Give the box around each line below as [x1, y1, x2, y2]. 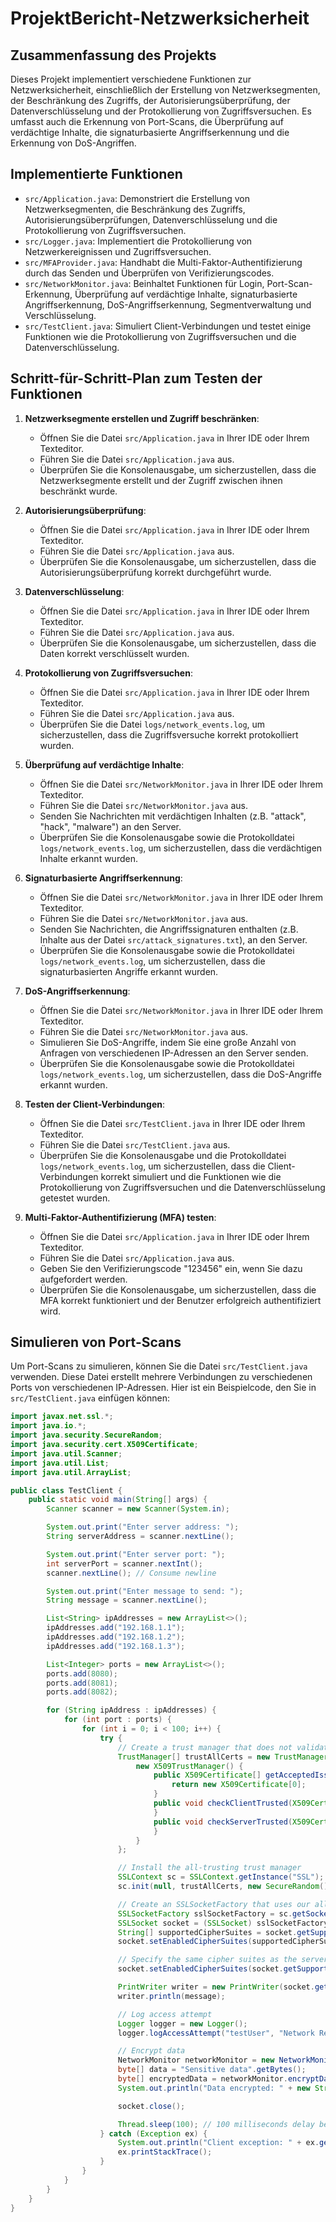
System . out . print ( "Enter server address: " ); [46, 1522, 240, 1532]
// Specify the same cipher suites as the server [117, 1955, 329, 1965]
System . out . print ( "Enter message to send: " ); [46, 1586, 244, 1596]
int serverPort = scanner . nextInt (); [46, 1558, 203, 1569]
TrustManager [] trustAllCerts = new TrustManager [117, 1752, 329, 1762]
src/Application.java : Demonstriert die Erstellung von [24, 192, 250, 204]
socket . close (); [117, 2101, 186, 2111]
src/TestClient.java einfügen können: [10, 1392, 170, 1404]
